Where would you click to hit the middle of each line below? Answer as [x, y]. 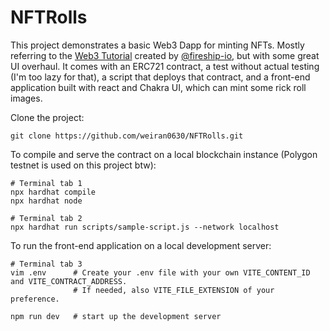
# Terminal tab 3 [46, 264]
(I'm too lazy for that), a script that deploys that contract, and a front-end [160, 77]
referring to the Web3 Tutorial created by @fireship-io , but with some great [165, 55]
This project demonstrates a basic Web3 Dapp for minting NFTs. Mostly [157, 45]
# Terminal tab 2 [46, 218]
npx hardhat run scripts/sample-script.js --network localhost [145, 227]
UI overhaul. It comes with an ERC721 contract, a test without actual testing [165, 66]
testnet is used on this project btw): [83, 165]
